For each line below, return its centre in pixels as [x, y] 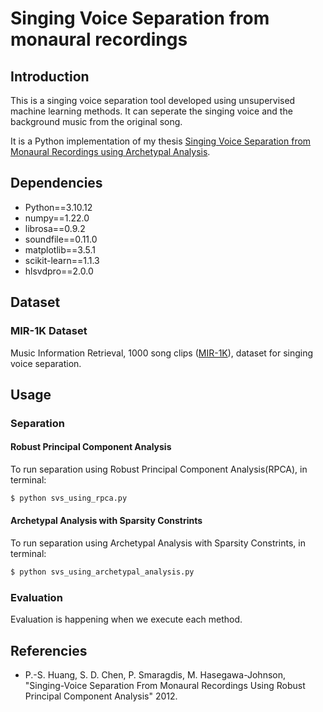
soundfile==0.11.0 [61, 239]
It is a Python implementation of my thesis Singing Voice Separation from [161, 141]
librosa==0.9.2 [55, 228]
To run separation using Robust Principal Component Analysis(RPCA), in [159, 469]
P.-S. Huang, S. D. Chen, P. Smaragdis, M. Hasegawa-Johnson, [155, 675]
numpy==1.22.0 [57, 218]
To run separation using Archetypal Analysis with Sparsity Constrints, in [158, 543]
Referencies [49, 650]
